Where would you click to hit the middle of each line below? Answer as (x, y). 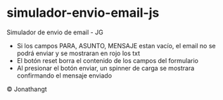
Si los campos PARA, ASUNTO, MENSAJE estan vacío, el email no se (116, 45)
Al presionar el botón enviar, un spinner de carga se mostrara (106, 68)
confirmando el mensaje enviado (64, 76)
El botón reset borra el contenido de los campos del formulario (107, 60)
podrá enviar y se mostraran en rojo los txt (78, 53)
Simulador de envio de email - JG (55, 32)
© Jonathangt (27, 89)
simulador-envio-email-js (83, 13)
